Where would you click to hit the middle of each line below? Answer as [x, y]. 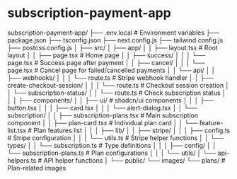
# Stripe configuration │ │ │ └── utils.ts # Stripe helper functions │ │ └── [116, 138]
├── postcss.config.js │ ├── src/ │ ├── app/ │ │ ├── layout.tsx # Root [112, 47]
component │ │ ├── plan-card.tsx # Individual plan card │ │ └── [103, 122]
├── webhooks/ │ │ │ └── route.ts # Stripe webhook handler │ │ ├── [110, 77]
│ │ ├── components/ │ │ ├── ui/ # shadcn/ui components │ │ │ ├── [110, 100]
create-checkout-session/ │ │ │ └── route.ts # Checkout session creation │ [118, 85]
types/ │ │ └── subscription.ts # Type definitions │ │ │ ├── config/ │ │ [112, 145]
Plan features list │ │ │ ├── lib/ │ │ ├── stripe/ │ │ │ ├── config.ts [132, 130]
